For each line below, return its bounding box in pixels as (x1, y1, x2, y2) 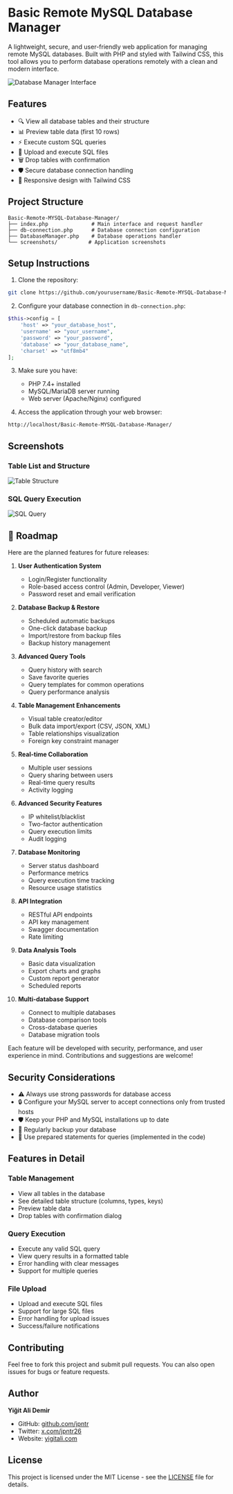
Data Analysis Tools (17, 946, 77, 955)
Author (8, 1388, 39, 1400)
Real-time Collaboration (17, 750, 88, 758)
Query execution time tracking (28, 876, 115, 885)
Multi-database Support (17, 995, 89, 1003)
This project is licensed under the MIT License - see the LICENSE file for (8, 1473, 214, 1481)
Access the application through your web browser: (17, 408, 162, 417)
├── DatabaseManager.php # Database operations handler (8, 232, 182, 240)
